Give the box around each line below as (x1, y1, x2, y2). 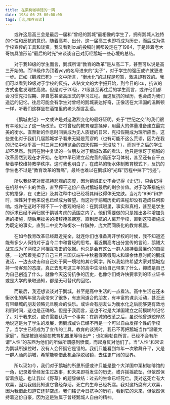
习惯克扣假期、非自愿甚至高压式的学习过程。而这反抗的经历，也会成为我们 (9, 93, 165, 99)
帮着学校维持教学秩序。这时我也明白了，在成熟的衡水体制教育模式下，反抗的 (5, 161, 165, 167)
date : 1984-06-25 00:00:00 (5, 12, 62, 17)
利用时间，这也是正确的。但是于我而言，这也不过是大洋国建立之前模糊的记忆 (5, 308, 165, 314)
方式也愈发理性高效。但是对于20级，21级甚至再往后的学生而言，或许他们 (5, 87, 157, 93)
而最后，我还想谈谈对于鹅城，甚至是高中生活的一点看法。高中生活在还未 (14, 288, 165, 294)
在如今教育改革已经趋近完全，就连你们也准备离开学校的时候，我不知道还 (14, 233, 165, 239)
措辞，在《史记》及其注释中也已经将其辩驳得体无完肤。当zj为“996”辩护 (14, 191, 163, 197)
